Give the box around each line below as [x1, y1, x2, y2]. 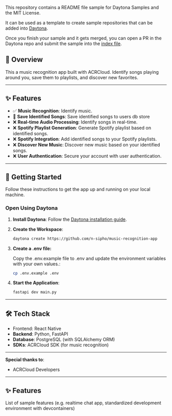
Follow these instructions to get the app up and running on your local [5, 186, 150, 193]
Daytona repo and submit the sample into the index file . [5, 40, 122, 47]
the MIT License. [5, 10, 41, 16]
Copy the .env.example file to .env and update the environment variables [12, 255, 166, 261]
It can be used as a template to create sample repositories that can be [5, 20, 153, 26]
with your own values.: [12, 261, 60, 267]
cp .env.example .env [12, 271, 59, 276]
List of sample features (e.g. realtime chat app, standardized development [5, 400, 161, 406]
